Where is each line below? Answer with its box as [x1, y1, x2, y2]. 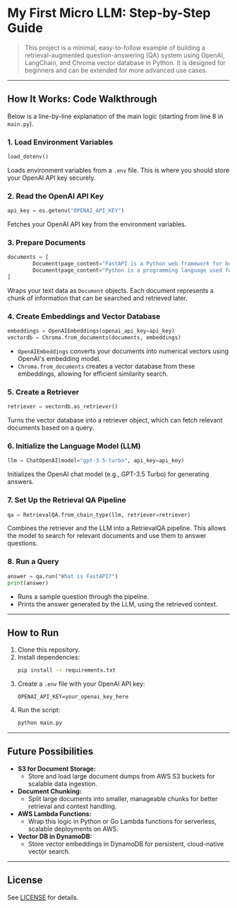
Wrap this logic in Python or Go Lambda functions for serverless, [28, 817, 217, 825]
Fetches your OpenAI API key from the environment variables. [7, 220, 187, 229]
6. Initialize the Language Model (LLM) [7, 441, 141, 451]
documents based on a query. [7, 423, 95, 432]
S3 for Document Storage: [17, 764, 97, 773]
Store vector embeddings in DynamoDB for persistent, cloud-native [28, 839, 224, 848]
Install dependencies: [17, 653, 80, 662]
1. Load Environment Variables [7, 137, 114, 146]
